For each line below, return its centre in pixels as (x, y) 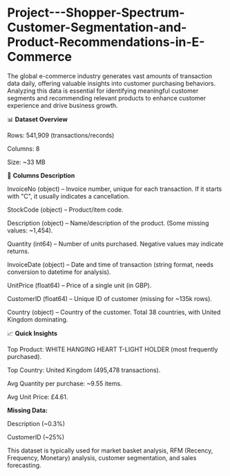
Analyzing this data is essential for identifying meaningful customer (103, 91)
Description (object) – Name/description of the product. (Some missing (108, 223)
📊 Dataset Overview (37, 119)
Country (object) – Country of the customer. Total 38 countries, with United (114, 312)
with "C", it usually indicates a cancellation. (68, 196)
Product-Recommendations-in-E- (106, 42)
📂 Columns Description (41, 175)
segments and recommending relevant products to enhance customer (107, 98)
